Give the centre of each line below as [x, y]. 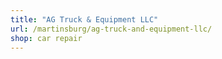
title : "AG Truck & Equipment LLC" [84, 19]
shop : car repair [46, 38]
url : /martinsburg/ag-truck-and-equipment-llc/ [111, 29]
